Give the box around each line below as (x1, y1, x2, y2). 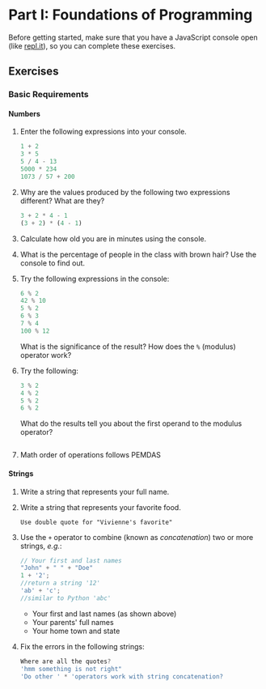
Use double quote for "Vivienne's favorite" (19, 518, 173, 526)
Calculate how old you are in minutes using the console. (19, 233, 207, 244)
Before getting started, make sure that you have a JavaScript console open (8, 32, 259, 42)
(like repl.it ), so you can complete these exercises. (8, 40, 176, 50)
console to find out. (19, 257, 86, 268)
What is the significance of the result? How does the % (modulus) (19, 342, 236, 351)
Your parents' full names (32, 617, 115, 627)
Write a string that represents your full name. (19, 487, 170, 496)
